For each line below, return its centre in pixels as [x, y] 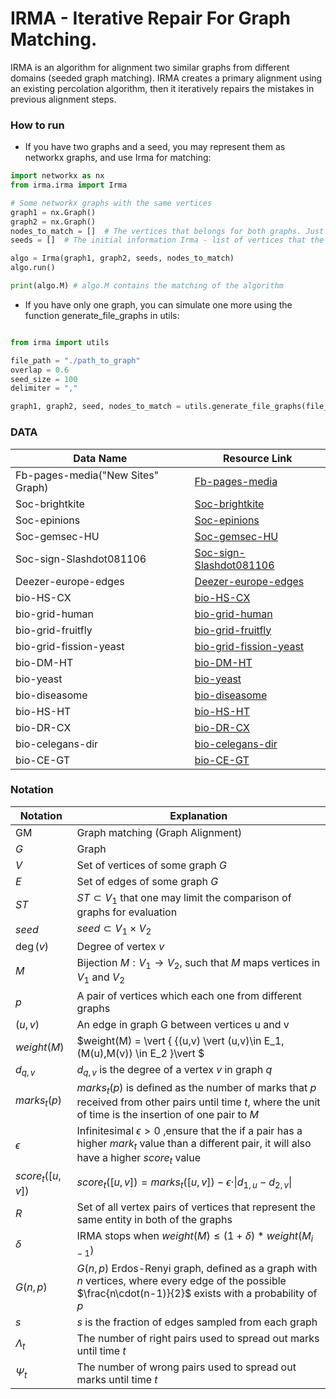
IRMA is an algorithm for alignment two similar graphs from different [150, 67]
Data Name [100, 458]
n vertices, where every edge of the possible [181, 1280]
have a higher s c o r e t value [139, 1159]
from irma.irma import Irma [69, 185]
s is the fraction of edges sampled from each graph [197, 1322]
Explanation [198, 815]
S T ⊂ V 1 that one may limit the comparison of [184, 898]
